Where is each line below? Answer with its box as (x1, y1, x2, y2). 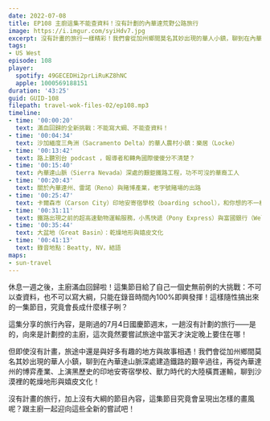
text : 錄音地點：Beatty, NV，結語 (15, 244, 122, 252)
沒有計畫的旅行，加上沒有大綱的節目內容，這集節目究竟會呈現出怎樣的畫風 (8, 394, 255, 403)
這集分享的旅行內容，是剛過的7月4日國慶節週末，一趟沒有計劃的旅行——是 (8, 319, 256, 328)
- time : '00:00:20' (8, 117, 74, 125)
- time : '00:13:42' (8, 147, 74, 155)
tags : (8, 42, 27, 50)
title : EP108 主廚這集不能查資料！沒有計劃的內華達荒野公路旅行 (8, 19, 199, 27)
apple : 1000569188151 (15, 79, 88, 87)
